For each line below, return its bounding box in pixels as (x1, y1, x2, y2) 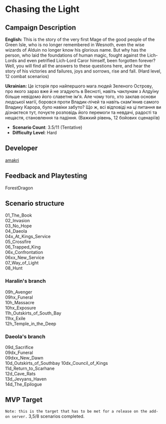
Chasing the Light (5, 3, 80, 15)
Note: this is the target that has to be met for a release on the (5, 409, 148, 414)
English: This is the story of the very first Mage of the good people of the (5, 36, 155, 42)
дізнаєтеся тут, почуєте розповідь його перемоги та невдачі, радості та (5, 109, 158, 115)
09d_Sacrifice (5, 344, 34, 350)
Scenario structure (5, 199, 64, 208)
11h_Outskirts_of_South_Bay (5, 310, 61, 316)
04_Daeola (5, 228, 27, 234)
